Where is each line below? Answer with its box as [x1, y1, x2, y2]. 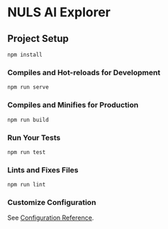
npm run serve [7, 84, 50, 91]
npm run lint [7, 181, 46, 189]
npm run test [7, 148, 46, 156]
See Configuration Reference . [7, 213, 94, 222]
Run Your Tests [7, 133, 61, 143]
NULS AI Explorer [7, 4, 111, 21]
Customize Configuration [7, 198, 96, 208]
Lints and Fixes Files [7, 164, 79, 174]
